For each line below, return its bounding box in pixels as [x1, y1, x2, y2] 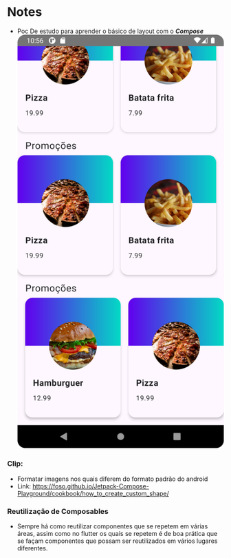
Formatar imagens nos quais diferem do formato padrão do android [16, 475, 208, 483]
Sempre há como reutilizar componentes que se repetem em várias [16, 521, 208, 530]
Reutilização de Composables [7, 506, 109, 516]
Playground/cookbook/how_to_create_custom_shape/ [16, 489, 170, 497]
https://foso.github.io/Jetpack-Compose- [32, 482, 149, 490]
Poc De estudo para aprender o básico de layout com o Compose [16, 27, 204, 35]
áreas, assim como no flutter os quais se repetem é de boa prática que [16, 529, 218, 537]
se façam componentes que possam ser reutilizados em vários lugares [16, 537, 218, 545]
